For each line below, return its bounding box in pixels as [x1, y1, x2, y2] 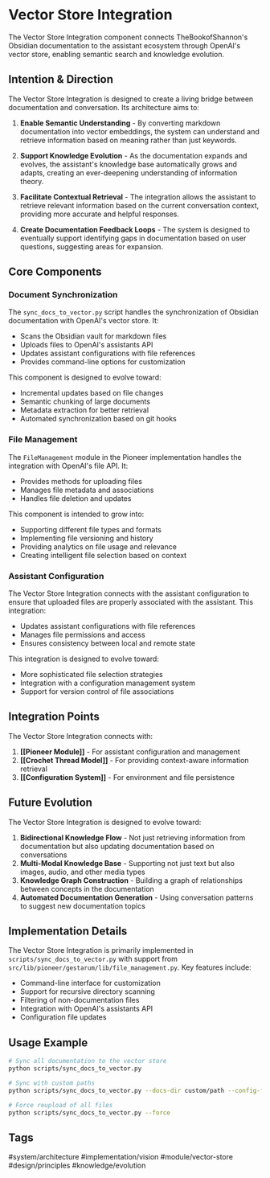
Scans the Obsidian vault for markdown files [19, 331, 167, 341]
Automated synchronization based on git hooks [19, 414, 177, 424]
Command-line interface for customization [19, 979, 161, 988]
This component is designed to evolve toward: [8, 372, 162, 383]
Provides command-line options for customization [19, 357, 186, 367]
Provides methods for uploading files [19, 476, 143, 486]
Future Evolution [8, 796, 92, 810]
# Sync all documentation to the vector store [8, 1057, 167, 1065]
